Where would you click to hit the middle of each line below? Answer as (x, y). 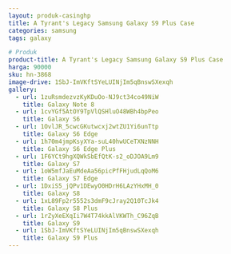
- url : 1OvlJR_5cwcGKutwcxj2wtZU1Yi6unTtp (87, 127)
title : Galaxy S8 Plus (60, 208)
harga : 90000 (30, 67)
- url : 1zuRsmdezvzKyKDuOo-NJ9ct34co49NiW (87, 97)
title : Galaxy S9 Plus (60, 238)
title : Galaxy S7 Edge (60, 179)
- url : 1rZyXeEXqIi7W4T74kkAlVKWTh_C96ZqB (87, 216)
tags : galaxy (30, 38)
